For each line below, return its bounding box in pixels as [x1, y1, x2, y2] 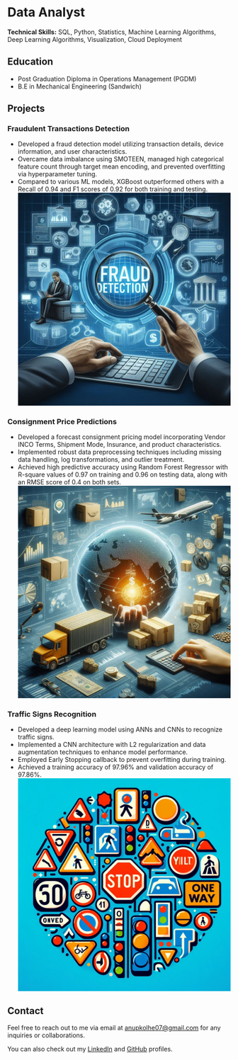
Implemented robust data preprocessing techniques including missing [17, 448, 222, 456]
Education [7, 56, 54, 68]
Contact [7, 1005, 44, 1017]
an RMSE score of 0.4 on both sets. [17, 477, 122, 486]
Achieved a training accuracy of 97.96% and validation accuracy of [17, 763, 214, 772]
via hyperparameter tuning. [17, 170, 98, 178]
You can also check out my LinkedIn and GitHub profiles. [7, 1045, 173, 1054]
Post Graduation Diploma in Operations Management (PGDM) [17, 74, 197, 83]
